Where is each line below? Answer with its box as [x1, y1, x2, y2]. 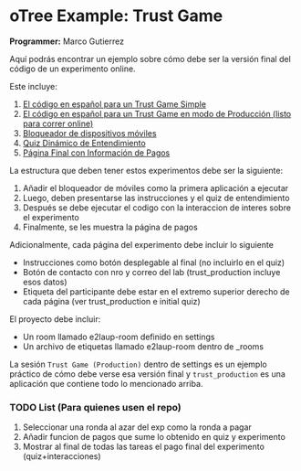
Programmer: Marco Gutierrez [9, 36, 125, 47]
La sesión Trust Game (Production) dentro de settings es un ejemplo [9, 359, 267, 369]
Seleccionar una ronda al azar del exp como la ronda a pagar [22, 422, 253, 433]
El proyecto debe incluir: [9, 313, 101, 325]
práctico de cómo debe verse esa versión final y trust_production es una [9, 368, 285, 380]
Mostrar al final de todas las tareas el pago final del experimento [22, 441, 265, 453]
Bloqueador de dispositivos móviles [22, 127, 157, 138]
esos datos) [22, 276, 67, 287]
